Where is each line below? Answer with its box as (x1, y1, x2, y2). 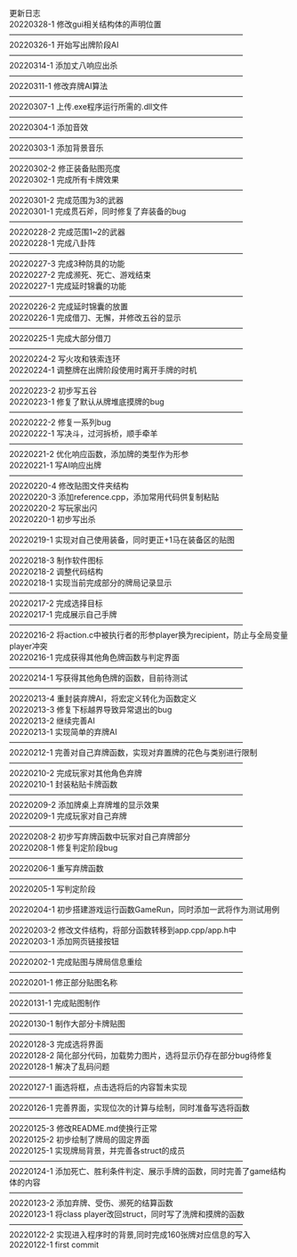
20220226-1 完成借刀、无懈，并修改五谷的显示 (9, 313, 182, 322)
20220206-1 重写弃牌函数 (9, 863, 104, 873)
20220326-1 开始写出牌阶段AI (9, 39, 119, 50)
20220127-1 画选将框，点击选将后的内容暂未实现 (9, 1082, 188, 1092)
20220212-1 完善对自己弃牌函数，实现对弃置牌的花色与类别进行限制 (9, 747, 258, 757)
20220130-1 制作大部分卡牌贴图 (9, 1018, 126, 1029)
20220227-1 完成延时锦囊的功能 (9, 281, 127, 291)
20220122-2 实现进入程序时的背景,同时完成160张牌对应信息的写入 (9, 1229, 251, 1240)
